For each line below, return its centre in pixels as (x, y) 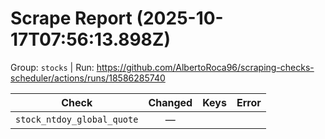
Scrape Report (71, 18)
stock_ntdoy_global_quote (77, 119)
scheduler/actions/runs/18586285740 (88, 78)
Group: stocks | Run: (52, 67)
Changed (170, 102)
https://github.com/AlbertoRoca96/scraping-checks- (205, 67)
